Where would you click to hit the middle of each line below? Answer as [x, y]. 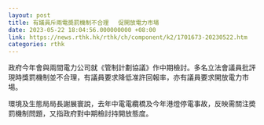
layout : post [29, 15]
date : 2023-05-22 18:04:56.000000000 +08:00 [82, 30]
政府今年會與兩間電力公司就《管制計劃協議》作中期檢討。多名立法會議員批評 [132, 68]
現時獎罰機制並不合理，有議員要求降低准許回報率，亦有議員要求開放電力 [125, 77]
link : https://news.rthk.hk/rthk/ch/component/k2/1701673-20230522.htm [128, 37]
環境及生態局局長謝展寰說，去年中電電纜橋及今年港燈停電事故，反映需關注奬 [132, 104]
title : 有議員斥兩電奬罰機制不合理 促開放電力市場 [84, 23]
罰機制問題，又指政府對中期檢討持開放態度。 [81, 113]
